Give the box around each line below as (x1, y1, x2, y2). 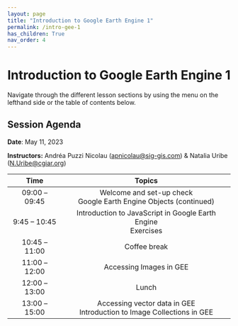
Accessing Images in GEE (103, 262, 189, 271)
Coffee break (124, 242, 169, 252)
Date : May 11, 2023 (7, 137, 64, 146)
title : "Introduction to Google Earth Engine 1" (7, 17, 154, 24)
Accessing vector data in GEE (96, 298, 196, 308)
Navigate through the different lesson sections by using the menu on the (7, 91, 219, 99)
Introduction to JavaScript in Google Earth (76, 208, 216, 218)
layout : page (7, 10, 46, 18)
